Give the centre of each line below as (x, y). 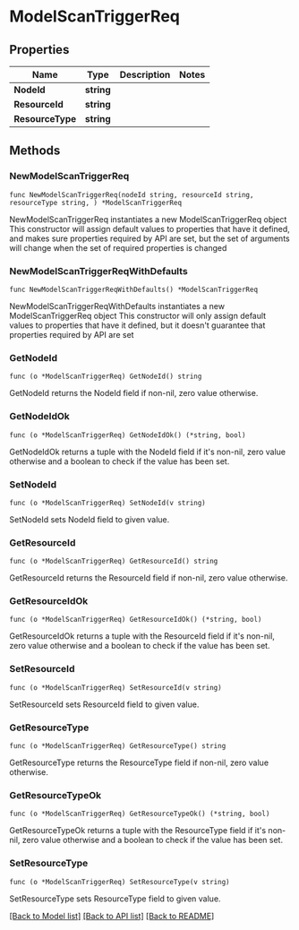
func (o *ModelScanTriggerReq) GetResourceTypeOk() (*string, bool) (140, 814)
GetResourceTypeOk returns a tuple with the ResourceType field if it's (138, 831)
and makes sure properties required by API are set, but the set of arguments (149, 238)
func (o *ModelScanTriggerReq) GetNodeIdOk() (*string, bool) (128, 435)
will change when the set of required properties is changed (118, 247)
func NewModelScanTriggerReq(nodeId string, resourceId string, (132, 194)
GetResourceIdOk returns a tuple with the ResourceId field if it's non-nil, (142, 636)
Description (145, 75)
